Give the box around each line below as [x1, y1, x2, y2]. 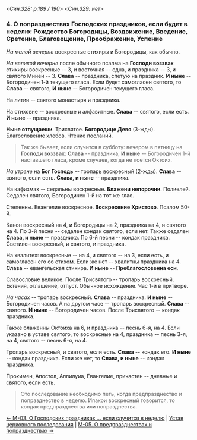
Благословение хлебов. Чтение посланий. [6, 132, 113, 139]
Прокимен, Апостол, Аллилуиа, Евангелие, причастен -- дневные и [6, 373, 177, 380]
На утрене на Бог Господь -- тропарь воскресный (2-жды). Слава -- [6, 168, 182, 175]
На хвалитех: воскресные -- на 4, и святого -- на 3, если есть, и [6, 252, 169, 259]
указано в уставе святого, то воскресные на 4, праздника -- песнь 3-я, [6, 331, 188, 338]
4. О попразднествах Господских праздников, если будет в [6, 20, 188, 28]
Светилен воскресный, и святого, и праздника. [6, 240, 126, 247]
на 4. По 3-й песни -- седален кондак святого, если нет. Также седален [6, 228, 189, 235]
